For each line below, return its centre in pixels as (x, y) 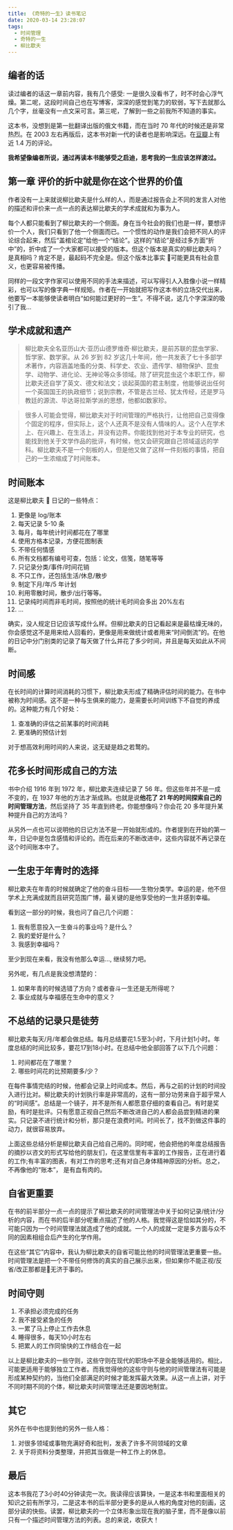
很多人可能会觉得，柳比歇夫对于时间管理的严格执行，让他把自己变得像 (125, 415)
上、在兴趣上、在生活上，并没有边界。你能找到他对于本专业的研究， (122, 433)
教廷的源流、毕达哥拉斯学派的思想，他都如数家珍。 (97, 400)
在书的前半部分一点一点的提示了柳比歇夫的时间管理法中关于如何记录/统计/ (113, 1212)
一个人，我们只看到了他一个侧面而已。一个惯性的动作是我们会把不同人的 (116, 231)
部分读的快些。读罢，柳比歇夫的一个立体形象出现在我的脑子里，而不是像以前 (117, 1511)
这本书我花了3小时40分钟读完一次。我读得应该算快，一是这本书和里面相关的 (116, 1493)
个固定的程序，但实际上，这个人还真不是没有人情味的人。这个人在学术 (125, 424)
